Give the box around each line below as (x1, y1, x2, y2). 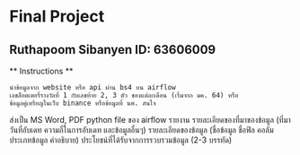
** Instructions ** (9, 65, 74, 76)
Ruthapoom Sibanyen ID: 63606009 (9, 42, 216, 57)
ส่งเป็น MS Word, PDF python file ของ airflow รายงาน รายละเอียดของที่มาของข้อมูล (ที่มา (9, 115, 292, 125)
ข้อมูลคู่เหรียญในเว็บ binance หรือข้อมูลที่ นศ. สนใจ (9, 99, 156, 108)
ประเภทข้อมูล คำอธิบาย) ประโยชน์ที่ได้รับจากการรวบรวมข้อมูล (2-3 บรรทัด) (9, 134, 233, 145)
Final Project (9, 6, 105, 27)
